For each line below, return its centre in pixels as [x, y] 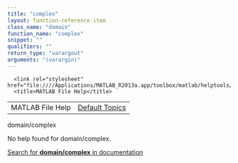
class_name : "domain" [39, 27]
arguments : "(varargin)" [44, 60]
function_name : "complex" [45, 34]
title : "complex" [33, 14]
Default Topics [102, 107]
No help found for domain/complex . [59, 138]
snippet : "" [25, 40]
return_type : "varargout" [45, 54]
